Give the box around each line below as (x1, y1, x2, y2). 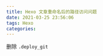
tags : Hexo (6, 20, 34, 26)
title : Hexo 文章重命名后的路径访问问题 (6, 8, 98, 15)
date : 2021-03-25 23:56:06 (6, 14, 74, 20)
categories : (6, 25, 36, 32)
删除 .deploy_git (6, 43, 48, 50)
